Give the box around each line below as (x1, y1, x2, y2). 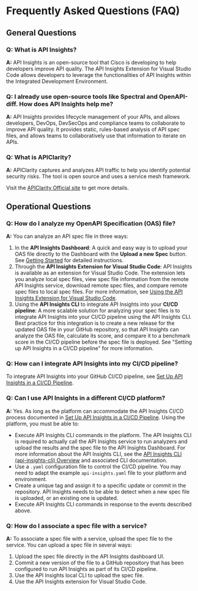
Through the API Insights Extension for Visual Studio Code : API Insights (14, 263, 192, 270)
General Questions (6, 28, 77, 38)
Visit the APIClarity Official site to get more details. (6, 185, 129, 192)
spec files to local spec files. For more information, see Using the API (14, 288, 183, 295)
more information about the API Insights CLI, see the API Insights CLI (14, 450, 182, 457)
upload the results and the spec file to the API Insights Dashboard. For (14, 444, 186, 451)
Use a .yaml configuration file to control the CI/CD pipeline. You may (14, 463, 181, 470)
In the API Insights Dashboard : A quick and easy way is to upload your (14, 244, 188, 251)
